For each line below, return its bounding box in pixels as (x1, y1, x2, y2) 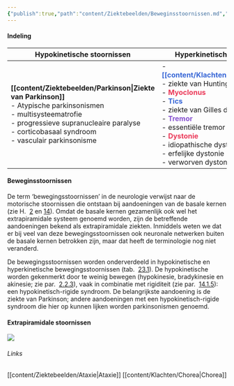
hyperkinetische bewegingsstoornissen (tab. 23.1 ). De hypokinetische (7, 265, 209, 274)
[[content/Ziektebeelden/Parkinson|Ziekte (10, 83, 155, 93)
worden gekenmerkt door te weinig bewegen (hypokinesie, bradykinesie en (7, 273, 224, 281)
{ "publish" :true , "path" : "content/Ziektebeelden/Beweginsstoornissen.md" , (7, 10, 226, 17)
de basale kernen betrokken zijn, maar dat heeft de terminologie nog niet (7, 237, 217, 245)
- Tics (161, 96, 183, 105)
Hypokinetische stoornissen (34, 50, 131, 59)
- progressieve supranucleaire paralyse (10, 118, 141, 128)
